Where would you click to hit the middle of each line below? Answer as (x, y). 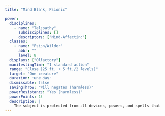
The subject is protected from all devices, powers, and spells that (87, 106)
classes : (19, 42)
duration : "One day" (31, 78)
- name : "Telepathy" (35, 28)
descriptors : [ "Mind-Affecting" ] (53, 37)
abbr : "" (27, 51)
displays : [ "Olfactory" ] (35, 60)
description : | (25, 101)
